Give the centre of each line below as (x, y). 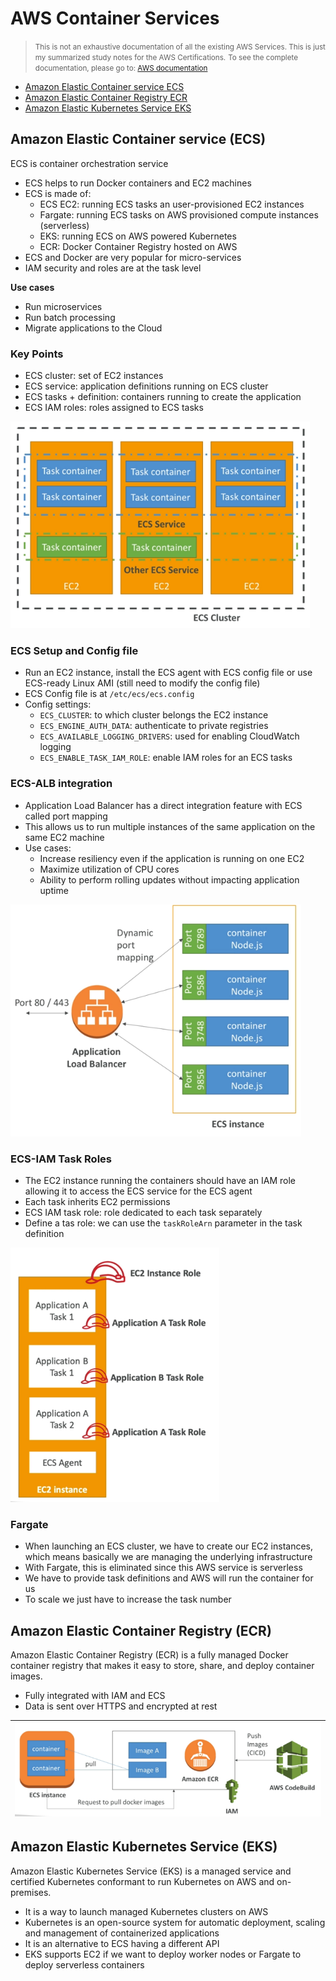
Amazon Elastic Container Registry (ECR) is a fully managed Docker (149, 1655)
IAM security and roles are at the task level (113, 268)
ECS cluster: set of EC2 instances (94, 376)
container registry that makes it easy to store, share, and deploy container (162, 1666)
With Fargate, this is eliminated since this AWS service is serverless (163, 1568)
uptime (54, 890)
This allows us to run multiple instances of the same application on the (170, 826)
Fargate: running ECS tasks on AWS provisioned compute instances (179, 214)
